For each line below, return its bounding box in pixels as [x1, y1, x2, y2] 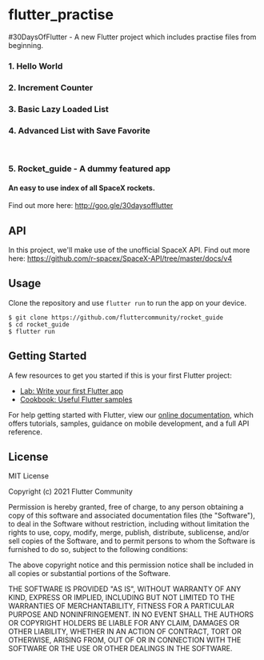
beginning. [8, 40, 44, 50]
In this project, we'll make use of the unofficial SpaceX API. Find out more [8, 245, 250, 254]
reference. [8, 426, 42, 437]
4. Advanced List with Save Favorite [8, 125, 150, 136]
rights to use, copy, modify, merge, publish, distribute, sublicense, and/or [8, 528, 250, 538]
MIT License [8, 471, 50, 481]
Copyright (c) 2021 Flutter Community [8, 486, 134, 497]
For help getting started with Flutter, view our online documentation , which [8, 410, 254, 419]
